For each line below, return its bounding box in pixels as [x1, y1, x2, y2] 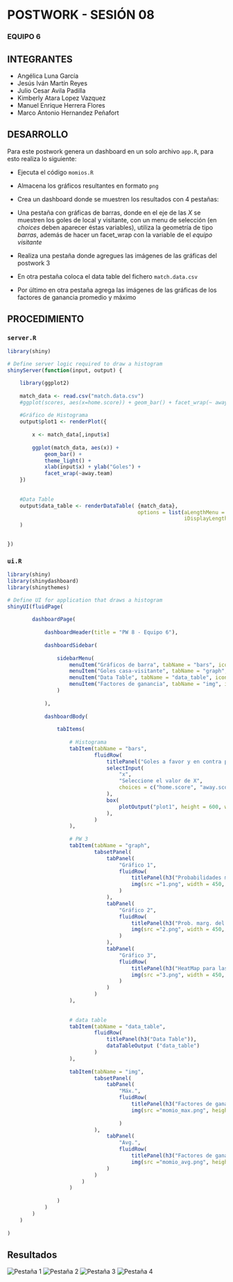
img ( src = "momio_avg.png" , [131, 1158, 209, 1165]
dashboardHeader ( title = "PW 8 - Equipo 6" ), [44, 629, 178, 636]
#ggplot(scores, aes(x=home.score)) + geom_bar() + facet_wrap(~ [19, 399, 213, 406]
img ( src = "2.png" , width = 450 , [131, 926, 225, 933]
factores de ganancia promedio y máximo [17, 293, 137, 302]
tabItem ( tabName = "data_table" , [69, 1023, 166, 1030]
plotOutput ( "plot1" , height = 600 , [119, 803, 222, 810]
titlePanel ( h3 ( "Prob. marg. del [131, 919, 225, 927]
